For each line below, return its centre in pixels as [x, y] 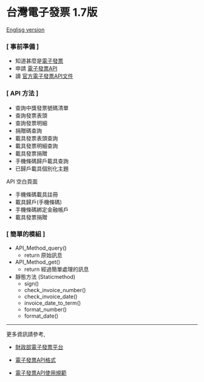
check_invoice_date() [51, 296]
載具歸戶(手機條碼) [39, 202]
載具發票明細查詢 [36, 146]
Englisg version [25, 29]
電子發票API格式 [36, 360]
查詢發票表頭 [31, 115]
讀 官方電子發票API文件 [44, 76]
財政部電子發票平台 [39, 347]
